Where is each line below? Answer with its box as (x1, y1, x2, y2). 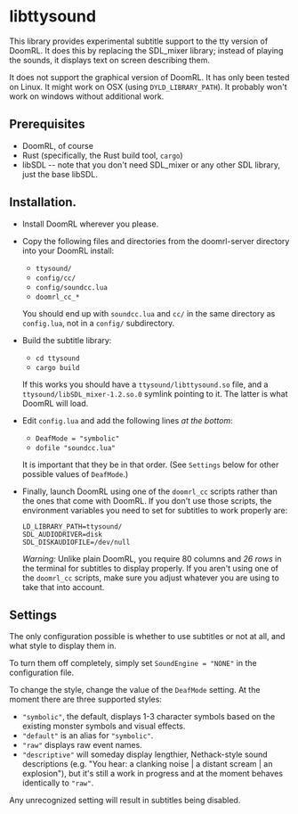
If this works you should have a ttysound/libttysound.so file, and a (21, 379, 269, 390)
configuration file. (9, 667, 74, 678)
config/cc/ (35, 274, 77, 283)
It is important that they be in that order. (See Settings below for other (21, 459, 279, 470)
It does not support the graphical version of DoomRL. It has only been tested (9, 71, 290, 82)
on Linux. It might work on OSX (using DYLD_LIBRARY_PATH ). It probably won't (9, 81, 287, 92)
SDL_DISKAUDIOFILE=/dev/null (21, 538, 131, 547)
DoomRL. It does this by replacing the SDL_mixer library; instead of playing (9, 45, 284, 55)
